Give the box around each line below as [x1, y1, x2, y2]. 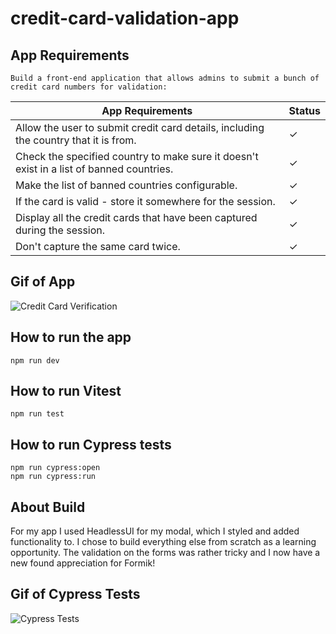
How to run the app [10, 329, 132, 346]
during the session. [15, 223, 106, 237]
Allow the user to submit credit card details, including [15, 121, 265, 134]
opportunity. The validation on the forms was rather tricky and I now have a [10, 547, 321, 559]
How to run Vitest [10, 383, 122, 400]
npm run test [10, 409, 65, 419]
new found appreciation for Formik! [10, 557, 156, 569]
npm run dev [10, 355, 60, 366]
